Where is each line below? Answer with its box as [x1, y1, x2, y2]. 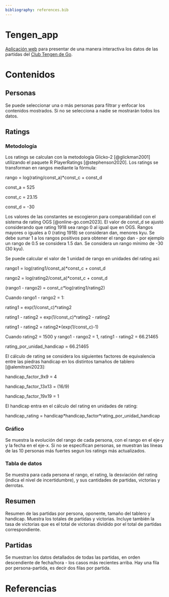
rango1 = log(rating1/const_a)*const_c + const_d [5, 265, 106, 271]
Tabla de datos [5, 460, 42, 467]
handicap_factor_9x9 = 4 [5, 374, 57, 380]
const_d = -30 [5, 204, 35, 210]
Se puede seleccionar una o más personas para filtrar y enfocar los [5, 102, 145, 108]
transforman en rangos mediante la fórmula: [5, 165, 97, 171]
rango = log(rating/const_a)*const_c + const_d [5, 174, 102, 181]
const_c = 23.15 [5, 194, 38, 200]
